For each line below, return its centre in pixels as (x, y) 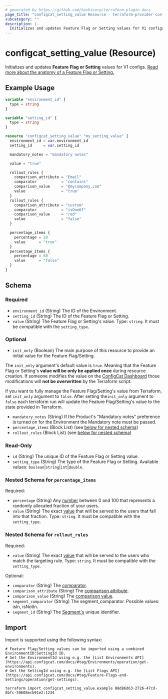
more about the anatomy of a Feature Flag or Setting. (60, 72)
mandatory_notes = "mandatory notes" (49, 154)
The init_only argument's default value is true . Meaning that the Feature (81, 365)
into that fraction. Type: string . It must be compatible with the (76, 516)
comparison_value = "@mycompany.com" (58, 186)
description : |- (22, 24)
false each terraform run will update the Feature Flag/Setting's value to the (82, 401)
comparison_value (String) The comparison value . (63, 596)
